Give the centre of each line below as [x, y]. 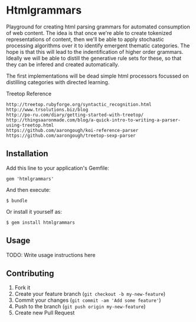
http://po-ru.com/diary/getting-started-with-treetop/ [75, 115]
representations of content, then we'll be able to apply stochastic [85, 39]
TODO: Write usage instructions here [51, 255]
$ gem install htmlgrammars [41, 223]
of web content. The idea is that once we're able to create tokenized [89, 33]
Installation [27, 154]
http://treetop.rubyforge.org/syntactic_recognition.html [79, 104]
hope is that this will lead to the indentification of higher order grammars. [95, 51]
